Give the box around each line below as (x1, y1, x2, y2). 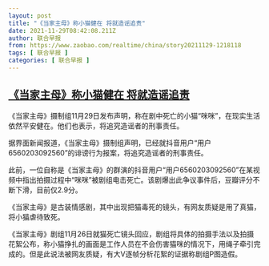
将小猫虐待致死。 (8, 212, 65, 221)
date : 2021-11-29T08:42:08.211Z (8, 26, 116, 34)
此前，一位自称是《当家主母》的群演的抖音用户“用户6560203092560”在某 (8, 165, 254, 175)
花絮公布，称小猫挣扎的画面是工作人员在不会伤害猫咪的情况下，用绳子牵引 (8, 239, 254, 248)
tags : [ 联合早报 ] (8, 49, 69, 57)
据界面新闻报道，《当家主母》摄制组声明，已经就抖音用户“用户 (8, 138, 212, 147)
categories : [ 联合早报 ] (8, 57, 90, 65)
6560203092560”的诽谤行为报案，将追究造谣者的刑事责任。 (8, 147, 208, 157)
